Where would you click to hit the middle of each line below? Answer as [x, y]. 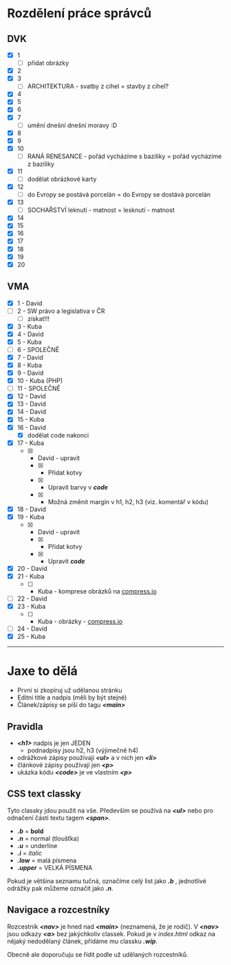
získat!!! [38, 318]
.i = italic [30, 853]
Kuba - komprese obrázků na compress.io [97, 591]
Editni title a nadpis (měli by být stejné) [72, 697]
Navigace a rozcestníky [58, 910]
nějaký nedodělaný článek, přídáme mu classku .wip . [82, 941]
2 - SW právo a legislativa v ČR [61, 311]
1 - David [30, 303]
